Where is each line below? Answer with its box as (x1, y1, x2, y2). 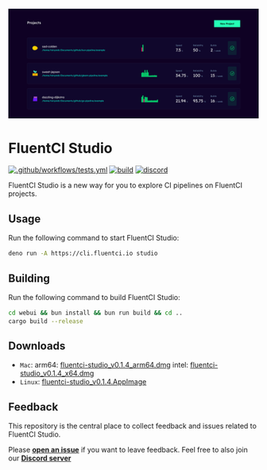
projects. (8, 189, 37, 198)
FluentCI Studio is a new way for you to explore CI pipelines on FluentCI (8, 180, 243, 191)
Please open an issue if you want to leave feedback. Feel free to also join (8, 445, 248, 455)
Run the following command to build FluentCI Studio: (8, 292, 180, 302)
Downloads (8, 339, 66, 353)
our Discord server (8, 453, 72, 463)
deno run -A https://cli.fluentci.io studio (8, 249, 158, 258)
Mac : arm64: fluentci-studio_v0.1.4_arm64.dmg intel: (19, 360, 189, 370)
